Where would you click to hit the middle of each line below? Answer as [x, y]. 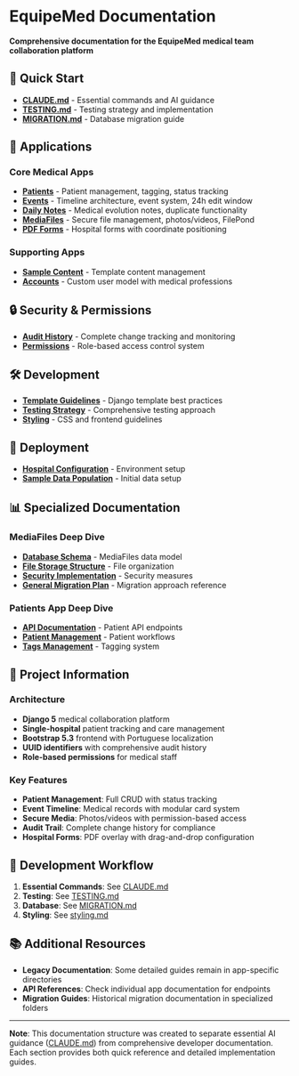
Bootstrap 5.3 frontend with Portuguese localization [117, 738]
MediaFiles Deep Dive [57, 538]
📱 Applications [51, 147]
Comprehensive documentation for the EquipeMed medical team [132, 41]
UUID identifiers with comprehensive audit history [114, 747]
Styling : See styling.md [65, 915]
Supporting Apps [47, 253]
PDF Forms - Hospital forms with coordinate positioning [124, 230]
